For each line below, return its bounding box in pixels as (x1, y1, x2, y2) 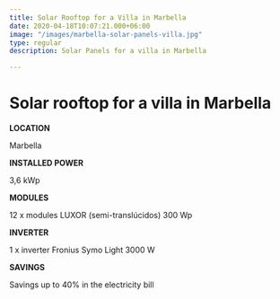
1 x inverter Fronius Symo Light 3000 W (9, 244, 155, 256)
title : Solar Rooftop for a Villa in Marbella (9, 13, 187, 22)
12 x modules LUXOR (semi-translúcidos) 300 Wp (9, 210, 193, 221)
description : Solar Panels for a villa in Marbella (9, 47, 206, 56)
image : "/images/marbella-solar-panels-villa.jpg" (9, 30, 203, 39)
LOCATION (9, 123, 51, 134)
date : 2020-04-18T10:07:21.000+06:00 (9, 22, 151, 31)
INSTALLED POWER (9, 158, 83, 169)
